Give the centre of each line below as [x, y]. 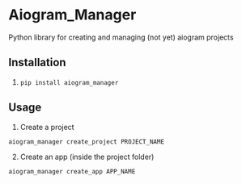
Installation [37, 63]
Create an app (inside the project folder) [87, 157]
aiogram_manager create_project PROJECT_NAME [86, 142]
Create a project [47, 127]
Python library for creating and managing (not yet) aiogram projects [121, 37]
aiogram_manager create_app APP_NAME [72, 171]
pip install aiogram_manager [69, 82]
